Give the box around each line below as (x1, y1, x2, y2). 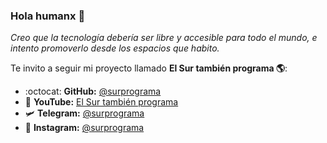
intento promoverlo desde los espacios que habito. (10, 42, 220, 54)
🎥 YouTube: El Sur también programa (24, 96, 179, 108)
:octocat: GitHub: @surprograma (24, 85, 162, 98)
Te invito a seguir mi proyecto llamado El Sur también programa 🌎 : (10, 62, 288, 74)
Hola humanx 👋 (10, 9, 86, 23)
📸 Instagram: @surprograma (24, 122, 145, 134)
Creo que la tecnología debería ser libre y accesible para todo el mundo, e (10, 32, 318, 44)
